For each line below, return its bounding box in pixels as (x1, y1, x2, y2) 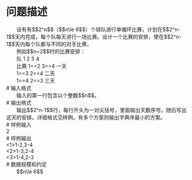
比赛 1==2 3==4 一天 (16, 62, 67, 69)
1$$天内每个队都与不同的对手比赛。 (6, 40, 92, 47)
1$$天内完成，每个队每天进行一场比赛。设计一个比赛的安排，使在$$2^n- (6, 33, 182, 40)
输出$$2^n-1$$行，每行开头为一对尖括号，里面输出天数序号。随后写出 (16, 106, 187, 113)
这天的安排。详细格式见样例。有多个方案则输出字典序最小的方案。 (6, 114, 166, 121)
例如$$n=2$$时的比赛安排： (16, 47, 86, 55)
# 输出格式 (6, 99, 32, 106)
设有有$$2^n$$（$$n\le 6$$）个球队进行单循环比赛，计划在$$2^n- (16, 26, 180, 33)
